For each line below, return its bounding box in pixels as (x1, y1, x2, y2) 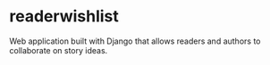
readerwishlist (9, 6, 119, 27)
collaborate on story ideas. (9, 45, 108, 55)
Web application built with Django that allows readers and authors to (9, 36, 261, 46)
